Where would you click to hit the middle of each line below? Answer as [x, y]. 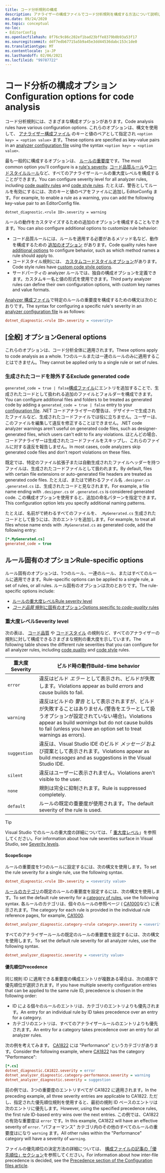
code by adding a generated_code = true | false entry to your [69, 405]
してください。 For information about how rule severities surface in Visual [79, 839]
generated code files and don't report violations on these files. [68, 452]
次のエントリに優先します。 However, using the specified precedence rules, [81, 1108]
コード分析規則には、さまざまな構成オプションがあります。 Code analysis [79, 122]
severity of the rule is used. [70, 810]
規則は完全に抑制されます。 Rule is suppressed [93, 788]
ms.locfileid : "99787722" [31, 60]
